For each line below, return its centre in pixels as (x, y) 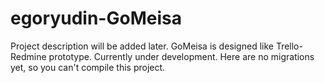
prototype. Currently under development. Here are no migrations (181, 56)
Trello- (289, 46)
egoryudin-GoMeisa (96, 18)
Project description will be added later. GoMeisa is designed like (142, 46)
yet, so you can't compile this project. (88, 67)
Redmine (28, 56)
